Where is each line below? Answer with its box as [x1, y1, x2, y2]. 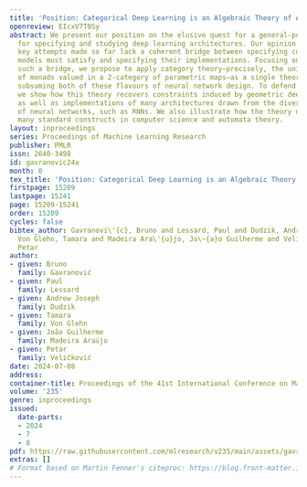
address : [9, 370, 43, 379]
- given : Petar [9, 344, 68, 354]
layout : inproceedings [9, 124, 96, 133]
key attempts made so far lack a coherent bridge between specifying [17, 48, 288, 57]
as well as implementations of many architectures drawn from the [17, 98, 276, 108]
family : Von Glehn [17, 319, 89, 329]
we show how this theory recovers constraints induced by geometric [17, 90, 284, 99]
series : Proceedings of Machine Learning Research [9, 132, 206, 142]
